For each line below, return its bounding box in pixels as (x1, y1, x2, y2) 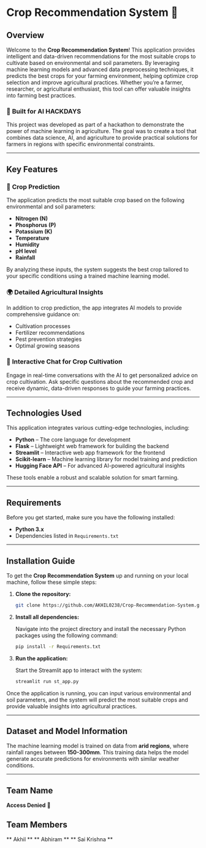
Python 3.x (15, 525, 44, 533)
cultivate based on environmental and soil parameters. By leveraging (6, 59, 180, 66)
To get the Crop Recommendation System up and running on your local (6, 572, 189, 579)
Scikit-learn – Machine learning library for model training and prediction (15, 456, 197, 463)
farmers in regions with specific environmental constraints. (6, 140, 155, 148)
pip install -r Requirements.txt (15, 643, 101, 649)
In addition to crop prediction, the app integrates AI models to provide (6, 304, 182, 311)
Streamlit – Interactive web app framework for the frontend (15, 449, 166, 456)
